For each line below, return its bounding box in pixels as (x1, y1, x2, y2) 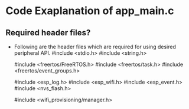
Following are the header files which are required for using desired (14, 43, 177, 50)
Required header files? (5, 28, 91, 38)
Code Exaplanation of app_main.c (5, 4, 174, 18)
